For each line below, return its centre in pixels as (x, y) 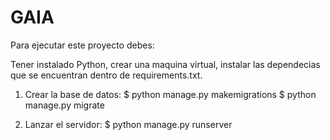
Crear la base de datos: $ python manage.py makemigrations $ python (170, 94)
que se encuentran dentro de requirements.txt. (106, 75)
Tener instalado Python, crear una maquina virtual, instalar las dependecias (165, 64)
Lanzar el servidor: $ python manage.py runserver (128, 124)
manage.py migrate (64, 105)
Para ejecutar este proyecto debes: (82, 45)
